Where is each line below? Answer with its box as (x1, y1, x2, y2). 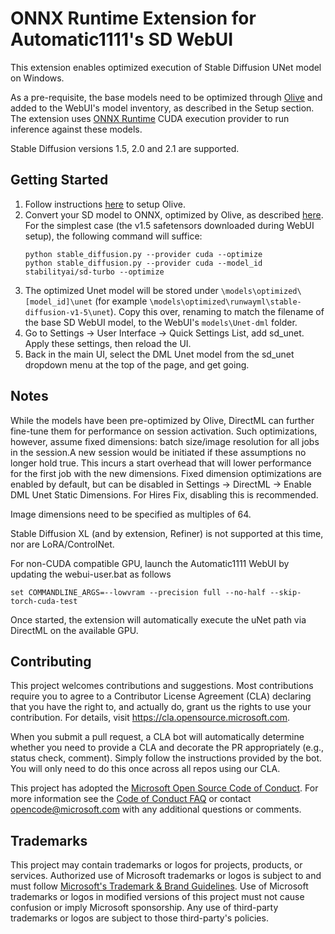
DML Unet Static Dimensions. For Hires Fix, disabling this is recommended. (10, 488, 319, 501)
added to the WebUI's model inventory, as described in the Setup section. (10, 102, 315, 114)
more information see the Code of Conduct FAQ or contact (10, 793, 252, 805)
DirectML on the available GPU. (10, 624, 139, 636)
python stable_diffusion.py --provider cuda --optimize (24, 249, 263, 259)
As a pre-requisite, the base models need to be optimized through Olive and (10, 91, 323, 103)
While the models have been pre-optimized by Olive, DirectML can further (10, 414, 315, 426)
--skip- (269, 587, 302, 597)
